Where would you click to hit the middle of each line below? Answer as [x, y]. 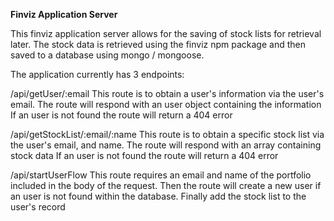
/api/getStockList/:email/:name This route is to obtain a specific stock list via [167, 134]
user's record [38, 207]
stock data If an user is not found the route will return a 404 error [144, 155]
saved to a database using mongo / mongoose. [107, 55]
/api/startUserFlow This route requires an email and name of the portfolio [161, 175]
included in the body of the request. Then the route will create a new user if [166, 185]
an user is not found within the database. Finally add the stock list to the [158, 196]
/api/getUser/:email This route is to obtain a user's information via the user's [167, 93]
